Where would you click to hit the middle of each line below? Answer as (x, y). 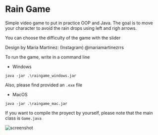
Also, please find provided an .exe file (44, 85)
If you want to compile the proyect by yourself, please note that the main (79, 113)
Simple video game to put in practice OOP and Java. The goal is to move (79, 23)
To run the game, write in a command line (48, 57)
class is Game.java (24, 118)
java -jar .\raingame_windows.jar (41, 75)
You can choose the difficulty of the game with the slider (63, 38)
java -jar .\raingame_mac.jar (36, 103)
